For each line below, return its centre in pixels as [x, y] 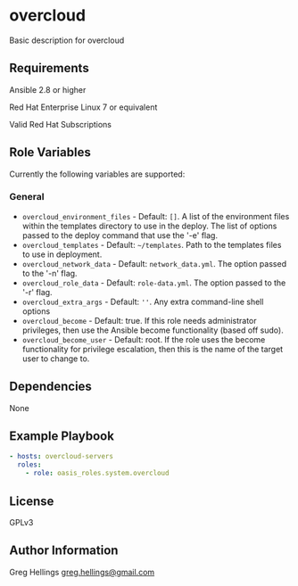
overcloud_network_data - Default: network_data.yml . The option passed [154, 263]
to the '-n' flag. [50, 273]
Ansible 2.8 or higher [48, 89]
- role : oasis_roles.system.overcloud [97, 474]
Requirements [49, 68]
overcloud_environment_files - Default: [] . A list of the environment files [156, 216]
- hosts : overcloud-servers [62, 457]
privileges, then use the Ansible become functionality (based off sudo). [153, 330]
